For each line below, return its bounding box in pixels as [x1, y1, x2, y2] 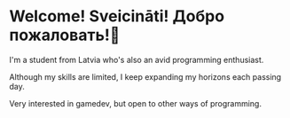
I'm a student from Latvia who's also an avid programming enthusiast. [9, 54, 264, 65]
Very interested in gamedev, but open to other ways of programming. [9, 98, 262, 108]
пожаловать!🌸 [9, 25, 121, 45]
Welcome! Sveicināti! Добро [9, 6, 224, 27]
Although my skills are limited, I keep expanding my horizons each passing [9, 71, 282, 82]
